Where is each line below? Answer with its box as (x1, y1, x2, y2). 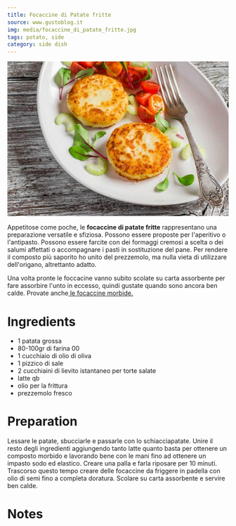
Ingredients (7, 313, 76, 329)
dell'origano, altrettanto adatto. (7, 261, 97, 269)
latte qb (17, 374, 40, 383)
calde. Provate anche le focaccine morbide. (7, 289, 133, 298)
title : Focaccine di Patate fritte (7, 11, 112, 18)
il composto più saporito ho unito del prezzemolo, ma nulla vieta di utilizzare (7, 253, 227, 261)
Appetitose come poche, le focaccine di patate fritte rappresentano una (7, 223, 218, 232)
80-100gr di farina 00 (17, 344, 80, 353)
